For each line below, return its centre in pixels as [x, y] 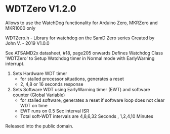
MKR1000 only [20, 28]
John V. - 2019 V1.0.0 [27, 43]
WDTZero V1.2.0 [41, 9]
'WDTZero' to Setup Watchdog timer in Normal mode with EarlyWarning [80, 58]
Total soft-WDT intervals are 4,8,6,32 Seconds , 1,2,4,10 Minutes [87, 116]
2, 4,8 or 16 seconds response [52, 84]
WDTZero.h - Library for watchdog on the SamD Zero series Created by [80, 38]
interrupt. [15, 63]
